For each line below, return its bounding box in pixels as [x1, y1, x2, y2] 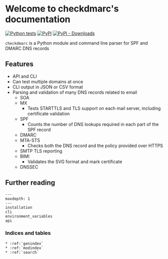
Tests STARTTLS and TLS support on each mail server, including [27, 105, 161, 111]
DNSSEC [20, 164, 39, 170]
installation [5, 205, 33, 210]
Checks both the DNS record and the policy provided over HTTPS [27, 143, 163, 149]
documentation [5, 14, 71, 25]
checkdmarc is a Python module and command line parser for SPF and [5, 40, 148, 46]
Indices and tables [5, 229, 51, 236]
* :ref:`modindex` [5, 245, 44, 250]
